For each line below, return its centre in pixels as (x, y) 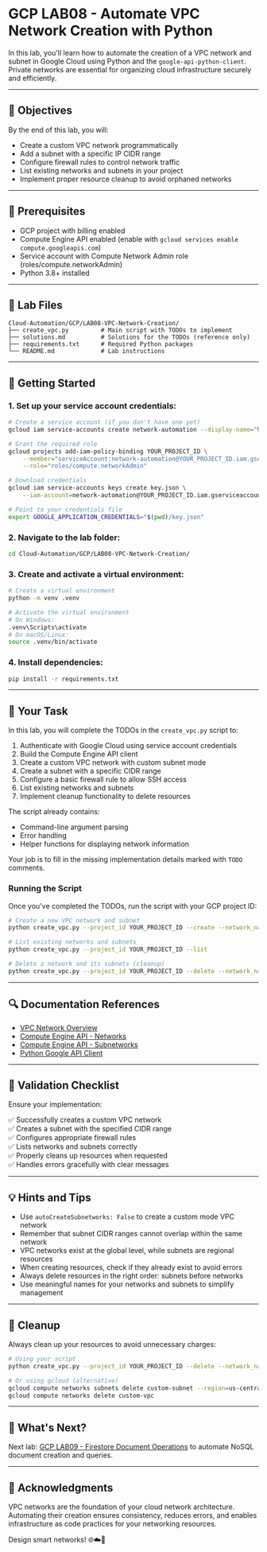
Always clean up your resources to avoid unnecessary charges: (112, 1344)
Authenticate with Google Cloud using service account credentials (128, 746)
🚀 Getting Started (52, 383)
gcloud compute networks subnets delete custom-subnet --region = (118, 1388)
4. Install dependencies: (56, 662)
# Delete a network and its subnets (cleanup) (87, 964)
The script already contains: (54, 812)
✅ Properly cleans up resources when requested (88, 1156)
